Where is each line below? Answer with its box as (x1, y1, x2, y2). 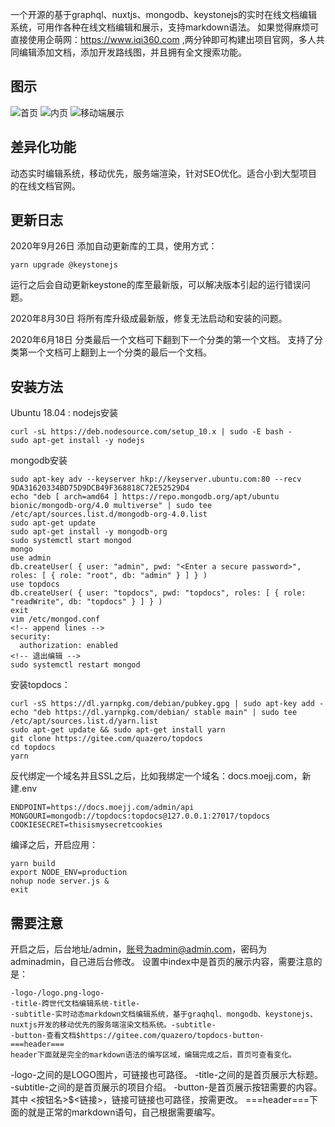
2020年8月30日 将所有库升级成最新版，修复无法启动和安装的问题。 (10, 313, 288, 325)
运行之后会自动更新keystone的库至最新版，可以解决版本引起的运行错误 (10, 279, 302, 291)
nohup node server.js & (10, 876, 110, 887)
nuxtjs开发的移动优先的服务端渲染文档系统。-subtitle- (10, 1020, 217, 1030)
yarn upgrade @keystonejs (10, 260, 118, 270)
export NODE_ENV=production (10, 868, 128, 878)
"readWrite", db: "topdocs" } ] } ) (10, 597, 163, 607)
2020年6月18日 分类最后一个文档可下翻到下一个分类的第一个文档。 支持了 (10, 334, 315, 346)
